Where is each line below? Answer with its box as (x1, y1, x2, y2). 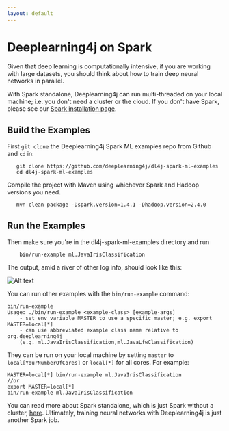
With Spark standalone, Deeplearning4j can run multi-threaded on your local (7, 90, 223, 98)
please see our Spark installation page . (7, 104, 117, 113)
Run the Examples (7, 220, 85, 231)
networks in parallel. (7, 77, 64, 85)
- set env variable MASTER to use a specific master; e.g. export (19, 315, 213, 322)
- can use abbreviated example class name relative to (19, 327, 179, 334)
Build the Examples (7, 124, 91, 135)
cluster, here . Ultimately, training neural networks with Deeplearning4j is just (7, 408, 222, 417)
